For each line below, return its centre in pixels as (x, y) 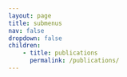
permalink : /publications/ (74, 61)
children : (25, 46)
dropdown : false (35, 38)
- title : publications (60, 53)
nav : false (26, 30)
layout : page (30, 16)
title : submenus (35, 23)
